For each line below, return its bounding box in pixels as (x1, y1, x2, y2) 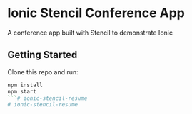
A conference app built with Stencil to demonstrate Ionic (7, 28, 173, 37)
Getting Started (7, 49, 78, 61)
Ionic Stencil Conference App (7, 5, 186, 21)
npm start (7, 88, 37, 95)
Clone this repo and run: (7, 67, 79, 76)
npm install (7, 81, 43, 89)
